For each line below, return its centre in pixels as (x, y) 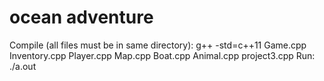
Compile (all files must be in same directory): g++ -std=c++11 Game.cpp (158, 45)
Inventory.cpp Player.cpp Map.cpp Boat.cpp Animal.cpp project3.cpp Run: (162, 55)
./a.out (23, 66)
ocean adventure (81, 17)
